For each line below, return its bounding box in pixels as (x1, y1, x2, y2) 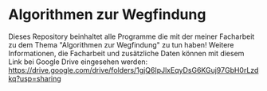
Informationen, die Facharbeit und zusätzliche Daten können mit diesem (8, 48, 245, 58)
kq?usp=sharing (8, 74, 61, 83)
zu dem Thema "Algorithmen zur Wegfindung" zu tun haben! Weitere (8, 40, 234, 49)
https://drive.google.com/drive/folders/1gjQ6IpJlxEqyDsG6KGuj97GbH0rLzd (8, 65, 259, 74)
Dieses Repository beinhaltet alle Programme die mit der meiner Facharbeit (8, 32, 255, 41)
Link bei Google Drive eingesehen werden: (8, 57, 148, 66)
